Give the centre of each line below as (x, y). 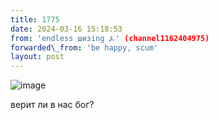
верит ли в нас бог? (52, 105)
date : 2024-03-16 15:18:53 (66, 29)
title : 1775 (35, 19)
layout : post (37, 57)
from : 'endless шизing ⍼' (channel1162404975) (110, 38)
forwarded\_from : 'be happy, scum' (84, 47)
